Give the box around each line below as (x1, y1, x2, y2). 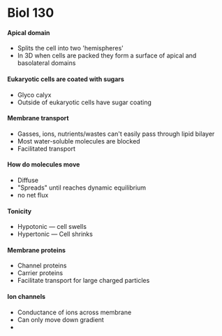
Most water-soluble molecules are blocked (17, 136, 141, 145)
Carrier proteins (17, 269, 64, 277)
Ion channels (7, 293, 46, 300)
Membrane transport (7, 114, 69, 122)
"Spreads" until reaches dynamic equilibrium (17, 183, 147, 192)
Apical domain (7, 28, 50, 36)
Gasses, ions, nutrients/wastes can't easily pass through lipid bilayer (17, 129, 215, 138)
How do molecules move (7, 160, 80, 169)
